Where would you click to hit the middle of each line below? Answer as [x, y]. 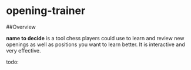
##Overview [21, 27]
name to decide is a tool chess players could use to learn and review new [95, 38]
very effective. [24, 50]
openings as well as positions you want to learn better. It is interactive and [95, 44]
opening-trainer [46, 11]
